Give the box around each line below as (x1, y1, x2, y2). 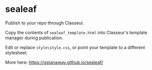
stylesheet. (5, 50, 28, 56)
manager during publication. (5, 35, 63, 41)
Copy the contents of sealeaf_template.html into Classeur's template (5, 29, 148, 35)
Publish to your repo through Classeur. (5, 20, 85, 26)
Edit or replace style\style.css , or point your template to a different (5, 44, 146, 50)
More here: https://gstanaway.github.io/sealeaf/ (5, 59, 103, 65)
